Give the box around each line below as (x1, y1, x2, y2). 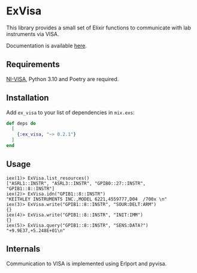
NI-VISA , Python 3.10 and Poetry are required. (6, 75, 119, 82)
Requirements (6, 59, 60, 70)
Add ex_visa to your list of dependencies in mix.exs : (6, 109, 135, 116)
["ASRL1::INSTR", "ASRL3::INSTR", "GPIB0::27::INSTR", (6, 180, 146, 187)
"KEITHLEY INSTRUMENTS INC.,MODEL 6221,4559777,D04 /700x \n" (6, 196, 168, 202)
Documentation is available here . (6, 42, 87, 49)
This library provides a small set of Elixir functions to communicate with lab (6, 24, 192, 31)
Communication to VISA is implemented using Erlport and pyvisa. (6, 260, 167, 267)
